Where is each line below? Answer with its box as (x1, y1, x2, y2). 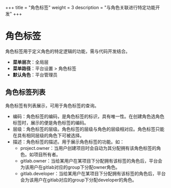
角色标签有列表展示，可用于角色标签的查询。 (5, 102, 99, 108)
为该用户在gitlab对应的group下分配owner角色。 (20, 164, 121, 170)
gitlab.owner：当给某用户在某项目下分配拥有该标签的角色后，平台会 (20, 158, 163, 164)
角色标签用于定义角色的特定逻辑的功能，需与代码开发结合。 (5, 48, 130, 54)
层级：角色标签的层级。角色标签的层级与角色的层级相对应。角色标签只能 (12, 126, 164, 132)
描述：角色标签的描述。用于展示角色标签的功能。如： (12, 139, 125, 145)
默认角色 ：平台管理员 (12, 72, 58, 78)
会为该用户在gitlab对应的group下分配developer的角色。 (20, 177, 137, 183)
